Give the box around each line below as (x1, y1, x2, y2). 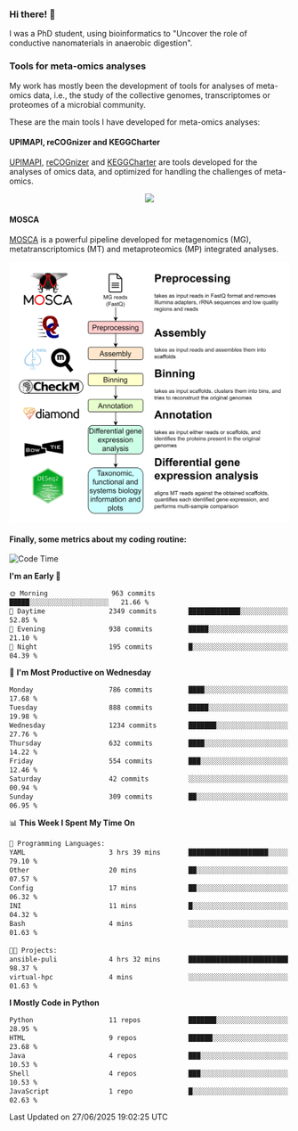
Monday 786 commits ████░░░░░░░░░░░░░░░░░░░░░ (9, 685, 289, 694)
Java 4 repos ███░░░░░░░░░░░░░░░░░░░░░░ (9, 1052, 289, 1061)
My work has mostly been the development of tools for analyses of (9, 80, 255, 91)
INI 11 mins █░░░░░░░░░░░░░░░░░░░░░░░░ (9, 902, 289, 911)
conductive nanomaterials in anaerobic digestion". (9, 37, 193, 48)
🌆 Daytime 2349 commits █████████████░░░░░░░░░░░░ (9, 607, 289, 616)
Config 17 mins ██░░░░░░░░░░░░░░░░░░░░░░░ (9, 884, 289, 893)
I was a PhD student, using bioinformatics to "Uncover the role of (9, 29, 247, 39)
